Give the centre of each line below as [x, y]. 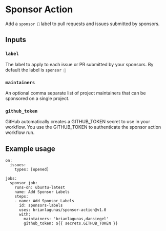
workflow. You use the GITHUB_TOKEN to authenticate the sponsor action [83, 127]
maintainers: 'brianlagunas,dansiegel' [66, 219]
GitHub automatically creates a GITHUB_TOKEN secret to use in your [78, 122]
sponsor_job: [24, 183]
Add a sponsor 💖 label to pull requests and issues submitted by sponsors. [82, 24]
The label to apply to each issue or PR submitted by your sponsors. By [79, 64]
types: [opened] [32, 170]
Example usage [30, 149]
